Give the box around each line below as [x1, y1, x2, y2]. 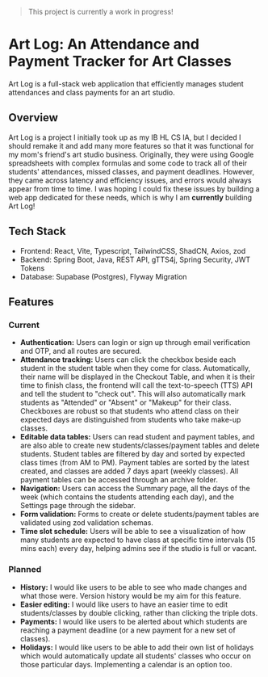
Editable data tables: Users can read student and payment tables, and [19, 432, 255, 442]
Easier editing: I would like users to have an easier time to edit [19, 599, 228, 609]
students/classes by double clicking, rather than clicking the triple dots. [19, 608, 258, 617]
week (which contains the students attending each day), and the [19, 492, 234, 502]
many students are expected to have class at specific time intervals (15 [19, 535, 256, 545]
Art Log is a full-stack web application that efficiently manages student [8, 78, 244, 88]
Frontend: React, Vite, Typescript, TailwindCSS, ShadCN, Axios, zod [19, 246, 246, 255]
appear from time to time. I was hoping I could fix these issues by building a [8, 183, 260, 193]
